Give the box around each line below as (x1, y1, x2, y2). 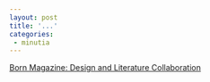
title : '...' (9, 21, 58, 30)
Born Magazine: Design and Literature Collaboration (9, 62, 202, 73)
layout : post (9, 12, 58, 22)
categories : (9, 29, 54, 38)
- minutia (13, 37, 50, 47)
